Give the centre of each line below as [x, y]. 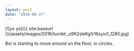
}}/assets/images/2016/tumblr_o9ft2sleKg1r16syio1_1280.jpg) [67, 34]
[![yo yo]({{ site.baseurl [29, 28]
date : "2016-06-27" [25, 14]
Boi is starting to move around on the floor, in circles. [59, 43]
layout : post [19, 10]
